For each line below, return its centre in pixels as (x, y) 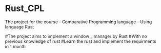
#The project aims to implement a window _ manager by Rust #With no (76, 36)
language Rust (20, 26)
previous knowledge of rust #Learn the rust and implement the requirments (81, 41)
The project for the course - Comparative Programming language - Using (79, 22)
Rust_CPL (25, 8)
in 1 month (15, 46)
